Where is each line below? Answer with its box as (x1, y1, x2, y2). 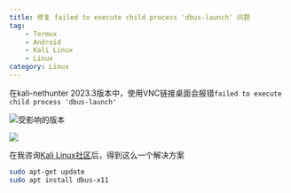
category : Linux (9, 63, 69, 72)
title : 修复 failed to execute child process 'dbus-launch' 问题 (9, 12, 251, 22)
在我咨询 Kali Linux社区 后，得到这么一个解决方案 (9, 150, 185, 160)
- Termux (25, 29, 58, 38)
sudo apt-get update (9, 167, 86, 176)
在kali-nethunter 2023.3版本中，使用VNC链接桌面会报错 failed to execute (9, 88, 282, 98)
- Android (25, 37, 62, 47)
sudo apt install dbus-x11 (9, 175, 109, 184)
